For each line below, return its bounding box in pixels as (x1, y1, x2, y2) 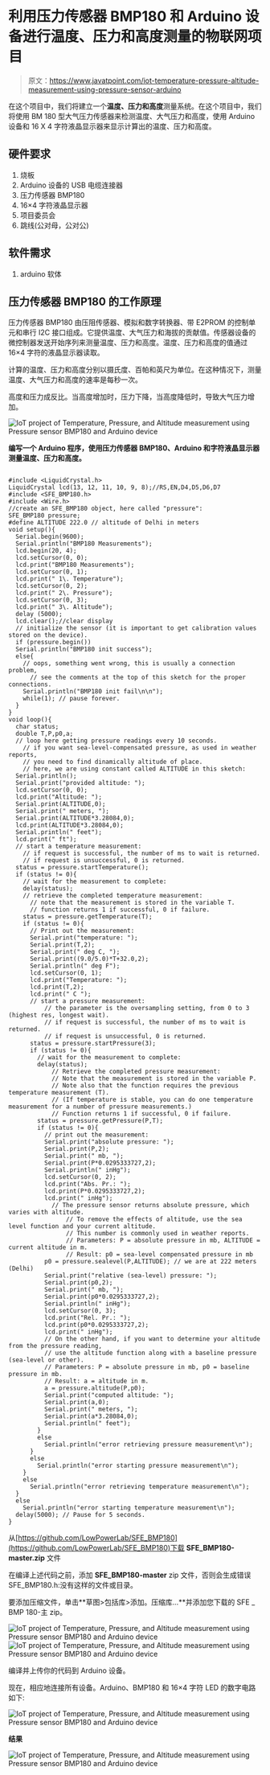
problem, (8, 667, 38, 675)
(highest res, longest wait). (8, 1011, 110, 1020)
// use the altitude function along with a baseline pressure (43, 1349, 257, 1358)
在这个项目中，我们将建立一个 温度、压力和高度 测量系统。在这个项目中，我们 (8, 101, 262, 111)
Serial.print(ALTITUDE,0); (15, 800, 106, 808)
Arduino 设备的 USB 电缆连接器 (19, 180, 123, 190)
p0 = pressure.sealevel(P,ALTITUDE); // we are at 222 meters (43, 1258, 257, 1266)
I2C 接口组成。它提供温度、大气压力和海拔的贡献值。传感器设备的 (38, 327, 256, 338)
